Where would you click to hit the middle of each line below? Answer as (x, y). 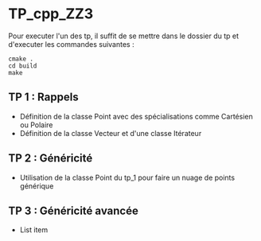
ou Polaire (36, 125)
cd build (23, 66)
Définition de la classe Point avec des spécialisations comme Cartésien (136, 116)
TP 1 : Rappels (43, 97)
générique (37, 186)
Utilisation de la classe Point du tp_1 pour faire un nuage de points (127, 177)
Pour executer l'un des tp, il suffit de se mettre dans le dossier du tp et (124, 36)
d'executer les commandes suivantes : (71, 44)
